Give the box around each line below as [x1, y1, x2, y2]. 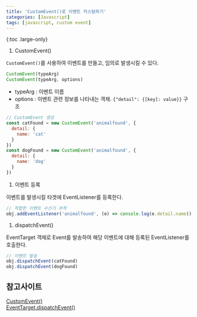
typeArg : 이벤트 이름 [14, 88, 64, 95]
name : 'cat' [17, 131, 46, 137]
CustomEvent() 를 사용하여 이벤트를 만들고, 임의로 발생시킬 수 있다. [6, 60, 159, 67]
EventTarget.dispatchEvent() [6, 303, 76, 311]
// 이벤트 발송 [6, 253, 37, 259]
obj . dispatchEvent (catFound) [6, 258, 78, 264]
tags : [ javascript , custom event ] [6, 19, 92, 25]
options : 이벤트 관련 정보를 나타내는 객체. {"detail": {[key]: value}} [14, 96, 182, 103]
